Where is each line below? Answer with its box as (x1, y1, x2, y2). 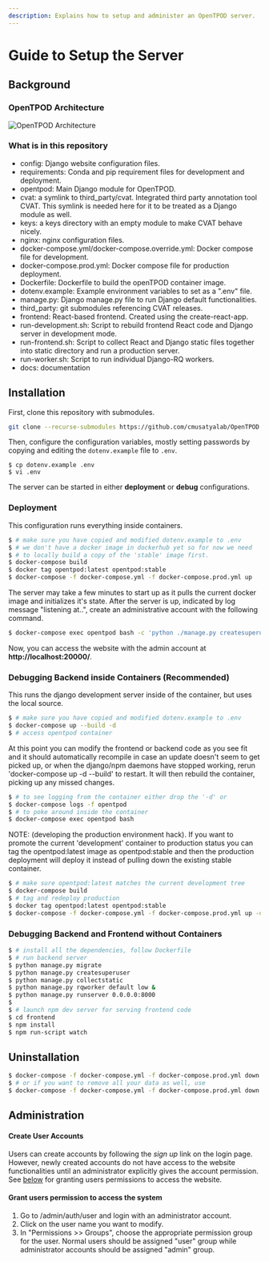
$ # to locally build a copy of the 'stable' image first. (8, 550, 210, 559)
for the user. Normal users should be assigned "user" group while (19, 1236, 237, 1246)
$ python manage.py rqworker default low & (8, 983, 156, 992)
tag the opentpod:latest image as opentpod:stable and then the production (8, 847, 255, 857)
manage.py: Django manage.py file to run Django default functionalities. (19, 294, 258, 304)
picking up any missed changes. (8, 777, 115, 787)
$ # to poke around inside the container (8, 808, 149, 816)
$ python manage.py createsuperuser (8, 969, 130, 977)
